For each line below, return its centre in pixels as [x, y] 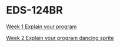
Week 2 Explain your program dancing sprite [60, 38]
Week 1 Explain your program [41, 26]
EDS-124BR [34, 10]
